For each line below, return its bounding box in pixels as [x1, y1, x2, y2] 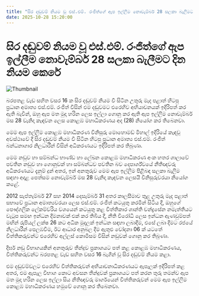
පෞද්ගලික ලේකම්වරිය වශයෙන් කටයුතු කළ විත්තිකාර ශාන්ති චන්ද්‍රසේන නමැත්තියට [6, 205, 192, 213]
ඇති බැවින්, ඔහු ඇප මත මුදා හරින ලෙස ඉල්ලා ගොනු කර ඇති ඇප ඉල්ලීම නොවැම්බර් [6, 110, 193, 117]
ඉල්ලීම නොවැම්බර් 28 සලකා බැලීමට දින [6, 53, 185, 66]
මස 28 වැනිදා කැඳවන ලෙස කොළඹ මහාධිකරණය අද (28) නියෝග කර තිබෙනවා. [6, 117, 185, 124]
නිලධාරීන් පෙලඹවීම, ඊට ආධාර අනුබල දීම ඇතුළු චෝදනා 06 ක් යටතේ [6, 226, 163, 233]
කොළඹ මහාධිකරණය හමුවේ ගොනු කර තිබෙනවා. [6, 282, 120, 290]
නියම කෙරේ [6, 66, 61, 79]
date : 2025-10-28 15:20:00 [6, 14, 73, 20]
